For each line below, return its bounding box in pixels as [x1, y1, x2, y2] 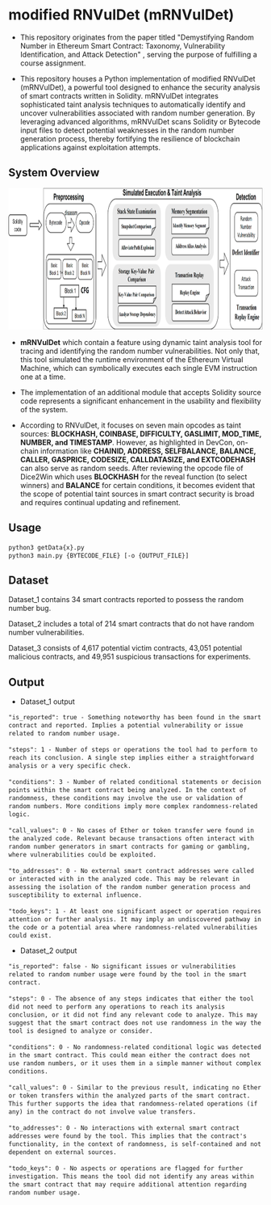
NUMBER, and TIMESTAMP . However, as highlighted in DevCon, [19, 437, 236, 447]
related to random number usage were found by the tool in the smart [8, 971, 248, 979]
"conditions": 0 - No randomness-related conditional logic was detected [8, 1043, 262, 1051]
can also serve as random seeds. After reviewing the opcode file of [19, 463, 244, 473]
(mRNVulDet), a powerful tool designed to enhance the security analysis [19, 82, 261, 92]
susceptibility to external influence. [8, 891, 143, 900]
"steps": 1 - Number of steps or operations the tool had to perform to [8, 746, 258, 754]
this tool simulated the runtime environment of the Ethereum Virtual [19, 354, 244, 364]
